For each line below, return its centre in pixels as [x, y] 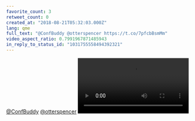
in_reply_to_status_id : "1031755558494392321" [64, 45]
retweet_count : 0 [27, 17]
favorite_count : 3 [29, 12]
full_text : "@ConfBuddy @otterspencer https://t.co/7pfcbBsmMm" [87, 34]
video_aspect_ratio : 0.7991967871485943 [57, 39]
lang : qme [18, 28]
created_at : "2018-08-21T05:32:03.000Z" [57, 22]
